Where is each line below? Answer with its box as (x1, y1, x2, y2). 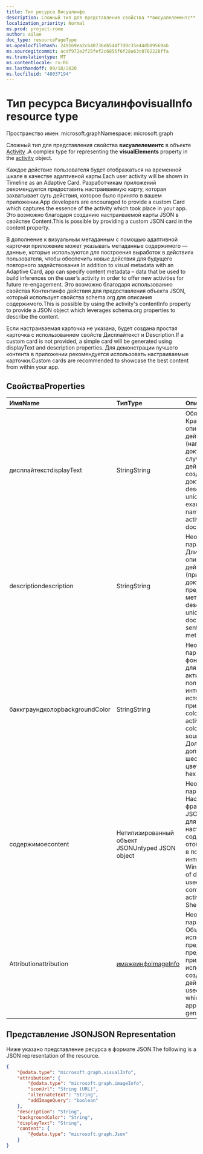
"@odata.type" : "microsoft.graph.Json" (28, 1131, 129, 1138)
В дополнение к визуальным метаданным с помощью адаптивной (6, 236, 178, 243)
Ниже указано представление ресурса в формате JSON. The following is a (6, 1046, 196, 1053)
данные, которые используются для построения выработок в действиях (6, 249, 194, 256)
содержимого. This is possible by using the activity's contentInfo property (6, 300, 192, 308)
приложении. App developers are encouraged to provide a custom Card (6, 198, 185, 206)
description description (9, 582, 74, 590)
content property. (6, 224, 50, 231)
